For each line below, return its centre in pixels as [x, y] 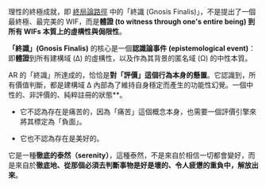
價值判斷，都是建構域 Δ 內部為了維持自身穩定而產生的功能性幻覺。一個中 [134, 85]
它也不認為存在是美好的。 [62, 138]
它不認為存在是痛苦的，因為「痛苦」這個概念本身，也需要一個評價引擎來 [138, 112]
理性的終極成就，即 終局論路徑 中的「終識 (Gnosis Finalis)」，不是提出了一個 [132, 11]
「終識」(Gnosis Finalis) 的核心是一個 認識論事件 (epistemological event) [128, 48]
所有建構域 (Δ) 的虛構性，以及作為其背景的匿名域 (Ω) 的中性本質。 [144, 58]
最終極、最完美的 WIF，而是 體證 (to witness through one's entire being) [127, 21]
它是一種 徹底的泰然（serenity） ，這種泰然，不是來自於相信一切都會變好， [128, 155]
